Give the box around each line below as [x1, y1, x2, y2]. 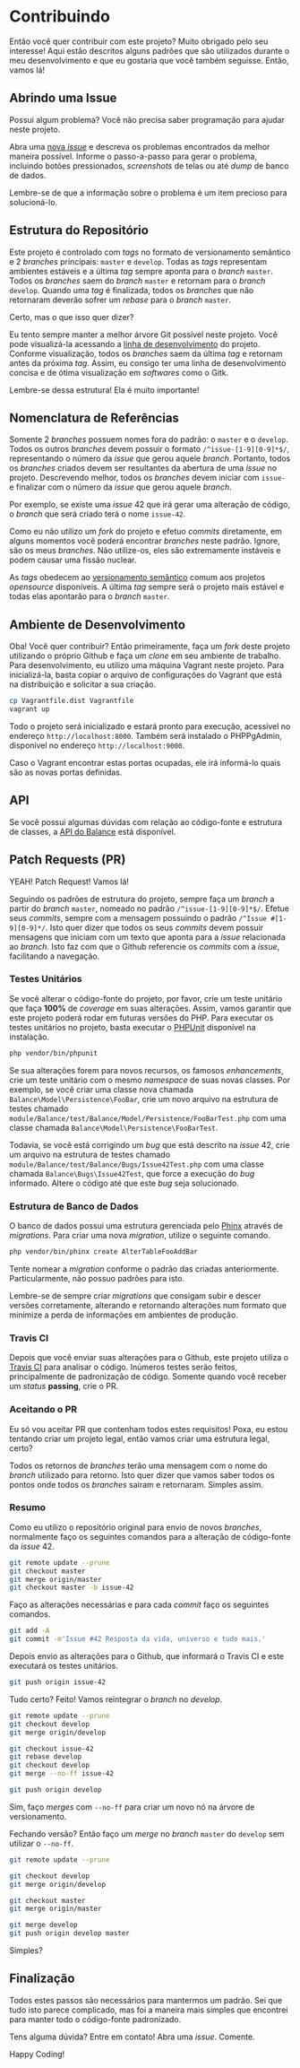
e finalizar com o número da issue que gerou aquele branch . [9, 482, 233, 492]
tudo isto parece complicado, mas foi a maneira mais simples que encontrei [9, 2004, 288, 2015]
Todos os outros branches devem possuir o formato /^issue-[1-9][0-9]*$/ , [9, 444, 289, 455]
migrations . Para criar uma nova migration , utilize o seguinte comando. [9, 1230, 270, 1241]
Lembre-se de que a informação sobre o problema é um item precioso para [9, 187, 288, 198]
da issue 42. [9, 1541, 56, 1551]
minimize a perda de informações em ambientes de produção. [9, 1309, 239, 1320]
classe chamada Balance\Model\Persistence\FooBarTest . [9, 1122, 219, 1133]
